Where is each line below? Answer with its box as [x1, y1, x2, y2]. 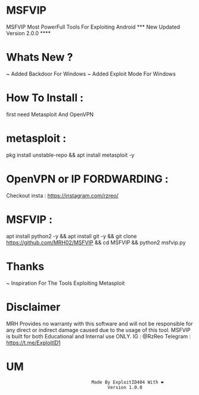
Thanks [6, 260, 45, 273]
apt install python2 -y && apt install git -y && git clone [6, 232, 137, 240]
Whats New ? [6, 51, 73, 64]
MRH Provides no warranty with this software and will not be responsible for [6, 320, 194, 327]
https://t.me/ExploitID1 [6, 339, 61, 346]
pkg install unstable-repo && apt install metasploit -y [6, 151, 135, 158]
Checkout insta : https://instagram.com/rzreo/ [6, 192, 119, 199]
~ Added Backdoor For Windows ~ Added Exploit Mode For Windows [6, 70, 176, 77]
